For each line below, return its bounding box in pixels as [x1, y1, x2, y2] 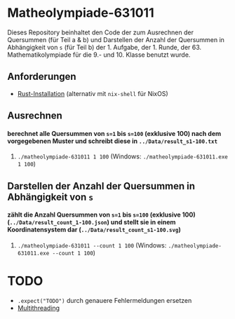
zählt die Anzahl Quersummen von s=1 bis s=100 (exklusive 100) [7, 210, 196, 219]
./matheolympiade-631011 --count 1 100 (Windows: [17, 240, 167, 250]
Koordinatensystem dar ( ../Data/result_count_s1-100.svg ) [7, 226, 181, 234]
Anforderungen [7, 71, 76, 83]
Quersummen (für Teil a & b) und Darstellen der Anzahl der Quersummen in [7, 35, 224, 43]
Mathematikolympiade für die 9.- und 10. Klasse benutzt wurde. [7, 50, 191, 59]
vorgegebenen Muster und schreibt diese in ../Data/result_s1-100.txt [7, 137, 218, 145]
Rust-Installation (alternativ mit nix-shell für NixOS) [17, 89, 168, 97]
